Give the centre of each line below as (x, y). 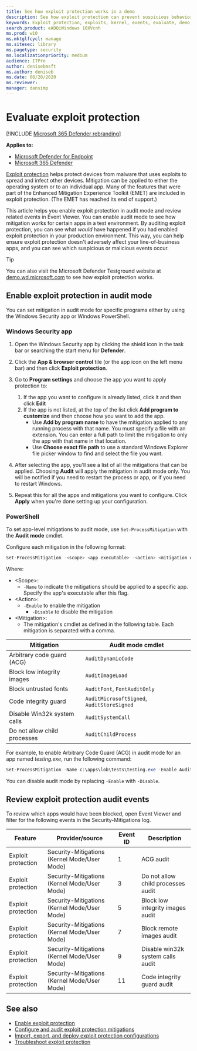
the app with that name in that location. (79, 441)
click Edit (35, 403)
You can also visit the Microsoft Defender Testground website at (84, 271)
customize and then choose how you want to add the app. (94, 416)
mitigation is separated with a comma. (69, 631)
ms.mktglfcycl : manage (34, 39)
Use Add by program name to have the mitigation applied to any (110, 422)
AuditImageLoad (106, 676)
